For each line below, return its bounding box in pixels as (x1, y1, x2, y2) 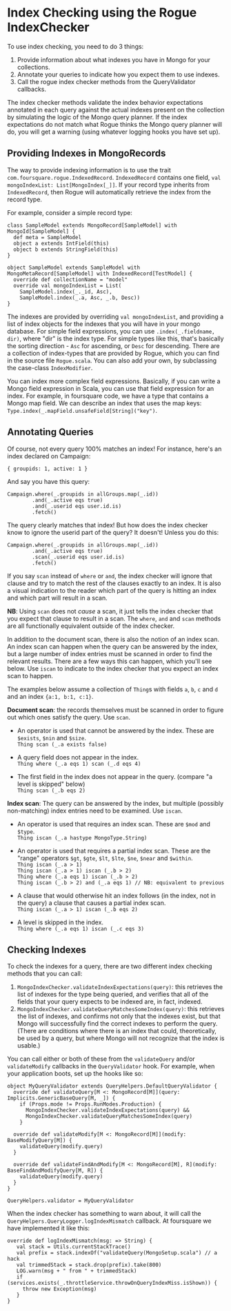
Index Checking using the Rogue (7, 5, 197, 21)
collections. (17, 63, 50, 71)
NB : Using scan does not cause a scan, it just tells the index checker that (7, 607, 214, 615)
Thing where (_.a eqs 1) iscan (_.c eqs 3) (17, 925, 145, 932)
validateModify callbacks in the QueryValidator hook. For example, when (7, 1062, 215, 1070)
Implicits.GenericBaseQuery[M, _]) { (7, 1095, 116, 1102)
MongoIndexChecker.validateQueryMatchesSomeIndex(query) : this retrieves (17, 1005, 225, 1013)
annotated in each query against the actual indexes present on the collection (7, 105, 225, 114)
